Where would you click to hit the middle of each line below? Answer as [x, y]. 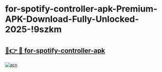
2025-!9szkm [33, 29]
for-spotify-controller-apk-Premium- [81, 9]
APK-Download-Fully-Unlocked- [72, 19]
